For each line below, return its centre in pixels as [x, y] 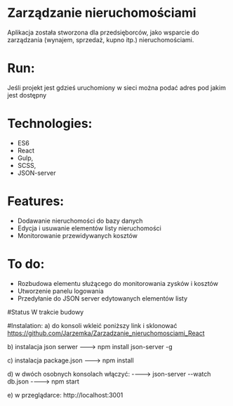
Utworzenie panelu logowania [60, 291]
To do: [26, 264]
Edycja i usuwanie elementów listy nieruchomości [89, 228]
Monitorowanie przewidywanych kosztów [78, 235]
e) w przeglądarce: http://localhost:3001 [65, 395]
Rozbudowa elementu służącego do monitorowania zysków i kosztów [118, 283]
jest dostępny [27, 95]
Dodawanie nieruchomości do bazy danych [80, 221]
